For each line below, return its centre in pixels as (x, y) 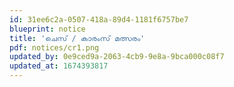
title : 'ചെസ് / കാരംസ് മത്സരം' (77, 38)
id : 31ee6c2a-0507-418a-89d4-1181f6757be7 (99, 19)
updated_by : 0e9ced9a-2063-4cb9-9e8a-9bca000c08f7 (117, 57)
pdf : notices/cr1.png (54, 47)
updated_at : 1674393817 (59, 66)
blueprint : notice (47, 29)
